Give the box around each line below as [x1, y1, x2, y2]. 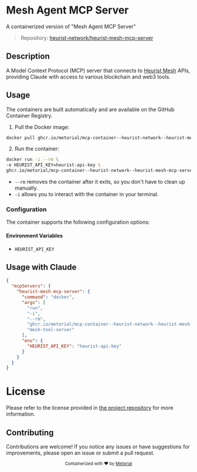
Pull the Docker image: [14, 123, 70, 130]
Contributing [6, 427, 54, 437]
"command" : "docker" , [21, 294, 75, 300]
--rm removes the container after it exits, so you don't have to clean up [14, 178, 186, 186]
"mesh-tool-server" [27, 327, 75, 333]
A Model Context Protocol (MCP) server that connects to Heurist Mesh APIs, [6, 67, 191, 74]
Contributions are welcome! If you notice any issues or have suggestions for [6, 443, 191, 450]
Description [6, 51, 50, 62]
